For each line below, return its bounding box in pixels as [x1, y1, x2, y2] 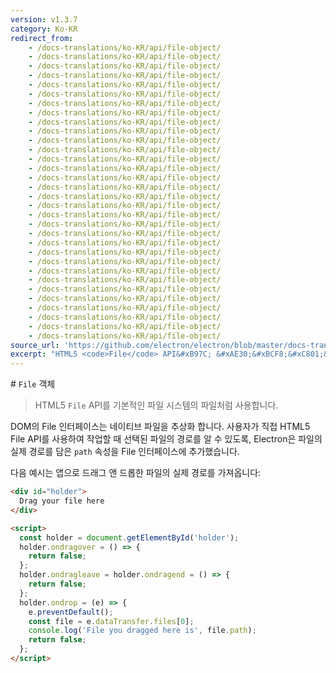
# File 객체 [10, 378, 56, 390]
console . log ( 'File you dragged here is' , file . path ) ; [28, 626, 257, 636]
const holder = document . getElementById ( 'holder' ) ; [19, 532, 240, 543]
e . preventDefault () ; [28, 607, 114, 617]
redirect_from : [10, 33, 74, 43]
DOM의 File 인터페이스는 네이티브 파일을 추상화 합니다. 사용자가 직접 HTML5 [10, 421, 311, 433]
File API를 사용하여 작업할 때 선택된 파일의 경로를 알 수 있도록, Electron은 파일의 [10, 433, 323, 445]
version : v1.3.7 [10, 14, 78, 25]
